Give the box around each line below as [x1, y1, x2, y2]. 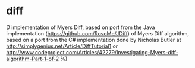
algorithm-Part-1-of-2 [6, 55, 59, 62]
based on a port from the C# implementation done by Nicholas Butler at [6, 36, 181, 43]
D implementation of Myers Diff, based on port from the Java [6, 24, 155, 31]
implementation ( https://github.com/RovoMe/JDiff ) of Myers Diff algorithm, [6, 30, 189, 37]
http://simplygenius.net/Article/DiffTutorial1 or [6, 43, 118, 50]
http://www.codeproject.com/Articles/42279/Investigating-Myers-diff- [6, 48, 178, 56]
